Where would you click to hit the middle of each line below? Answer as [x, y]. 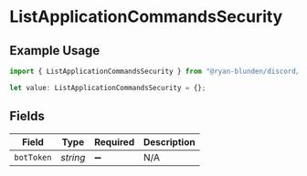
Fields [27, 116]
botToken [33, 157]
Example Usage [55, 51]
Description [169, 141]
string [73, 157]
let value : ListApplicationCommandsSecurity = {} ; [108, 88]
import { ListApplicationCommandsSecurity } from [106, 71]
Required [115, 141]
